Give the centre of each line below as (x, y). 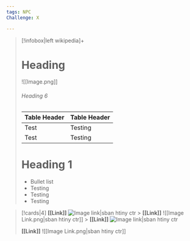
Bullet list (42, 181)
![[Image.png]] (39, 82)
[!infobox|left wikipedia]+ (53, 40)
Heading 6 (34, 96)
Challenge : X (23, 18)
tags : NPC (19, 12)
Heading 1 (47, 164)
